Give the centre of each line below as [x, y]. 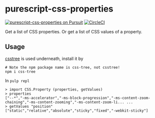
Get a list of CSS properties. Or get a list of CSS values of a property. [74, 31]
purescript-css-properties [59, 9]
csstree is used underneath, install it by [44, 59]
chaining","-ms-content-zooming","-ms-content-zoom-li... [65, 102]
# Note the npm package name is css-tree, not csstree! [62, 67]
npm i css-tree [20, 72]
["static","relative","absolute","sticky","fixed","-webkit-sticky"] [77, 111]
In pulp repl [17, 80]
